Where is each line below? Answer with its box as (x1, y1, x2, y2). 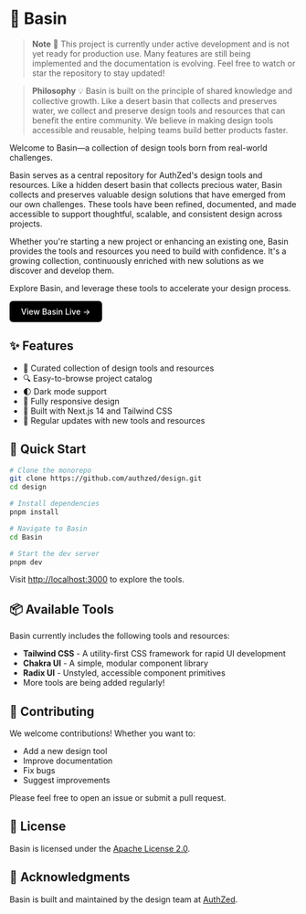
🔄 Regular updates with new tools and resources (22, 415, 206, 425)
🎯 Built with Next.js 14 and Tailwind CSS (22, 405, 173, 416)
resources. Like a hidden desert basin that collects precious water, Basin (9, 179, 283, 190)
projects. (9, 218, 43, 229)
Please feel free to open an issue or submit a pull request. (9, 793, 227, 804)
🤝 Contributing (9, 703, 95, 720)
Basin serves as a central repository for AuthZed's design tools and (9, 169, 263, 181)
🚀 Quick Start (9, 442, 87, 457)
